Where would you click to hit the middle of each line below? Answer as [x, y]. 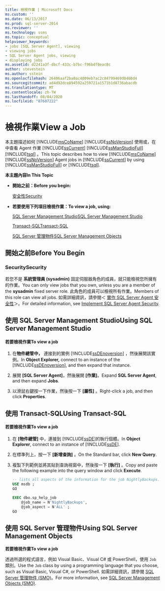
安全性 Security [27, 196]
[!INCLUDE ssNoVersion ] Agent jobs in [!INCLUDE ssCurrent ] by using [75, 160]
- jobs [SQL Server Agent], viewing [42, 46]
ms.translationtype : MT [29, 87]
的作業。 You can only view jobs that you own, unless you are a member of [80, 285]
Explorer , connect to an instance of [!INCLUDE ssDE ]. [66, 444]
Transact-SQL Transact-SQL [40, 226]
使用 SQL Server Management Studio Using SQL [79, 321]
